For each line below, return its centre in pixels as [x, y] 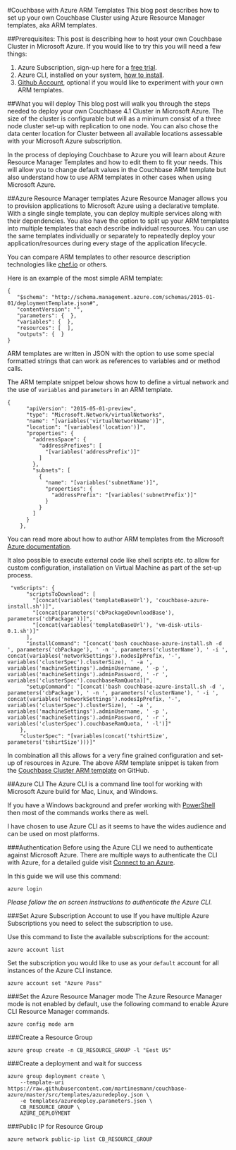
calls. [15, 368]
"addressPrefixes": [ [70, 446]
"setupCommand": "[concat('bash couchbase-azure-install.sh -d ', [125, 687]
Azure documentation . [39, 546]
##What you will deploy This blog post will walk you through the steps [109, 104]
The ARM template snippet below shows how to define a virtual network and [118, 382]
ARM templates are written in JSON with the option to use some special [111, 353]
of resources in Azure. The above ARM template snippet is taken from [118, 763]
